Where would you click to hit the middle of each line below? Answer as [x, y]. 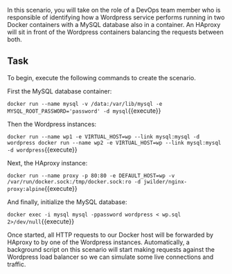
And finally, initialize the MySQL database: [67, 202]
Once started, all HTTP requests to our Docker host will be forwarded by [110, 235]
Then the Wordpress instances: [52, 124]
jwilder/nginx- [165, 182]
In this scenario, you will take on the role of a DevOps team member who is [114, 10]
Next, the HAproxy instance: [47, 163]
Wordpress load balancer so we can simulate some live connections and [110, 257]
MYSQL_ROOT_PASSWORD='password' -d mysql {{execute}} [84, 111]
